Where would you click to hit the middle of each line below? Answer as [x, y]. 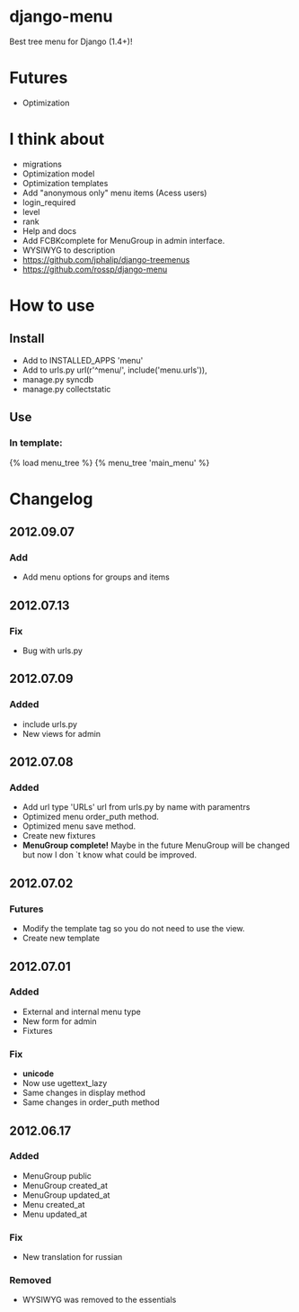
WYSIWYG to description [68, 250]
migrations [42, 164]
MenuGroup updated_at [66, 1195]
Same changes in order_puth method [91, 1102]
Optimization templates [65, 183]
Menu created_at [53, 1204]
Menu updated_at [55, 1214]
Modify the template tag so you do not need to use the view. [133, 929]
